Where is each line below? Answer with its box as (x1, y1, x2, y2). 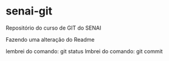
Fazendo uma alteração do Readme (5, 36, 95, 43)
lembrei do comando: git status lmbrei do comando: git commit (5, 47, 163, 55)
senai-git (5, 4, 53, 18)
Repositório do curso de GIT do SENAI (5, 24, 102, 31)
